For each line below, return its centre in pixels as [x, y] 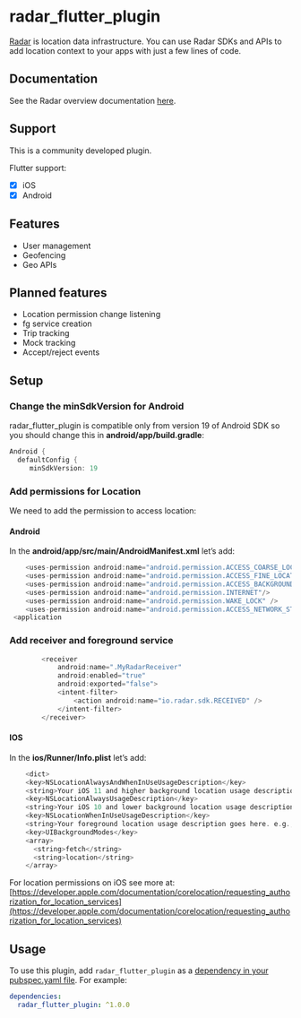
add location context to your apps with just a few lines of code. [125, 50]
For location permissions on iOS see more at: [92, 883]
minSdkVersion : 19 [64, 468]
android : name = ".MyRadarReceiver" [119, 668]
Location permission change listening [91, 315]
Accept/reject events [61, 352]
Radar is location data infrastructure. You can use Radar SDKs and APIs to [146, 41]
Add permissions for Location [75, 491]
